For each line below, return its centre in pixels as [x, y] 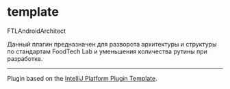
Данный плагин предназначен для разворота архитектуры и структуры [112, 44]
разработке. [25, 58]
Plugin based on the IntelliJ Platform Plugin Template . [82, 78]
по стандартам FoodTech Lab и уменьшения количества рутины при [107, 51]
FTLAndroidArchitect [37, 31]
